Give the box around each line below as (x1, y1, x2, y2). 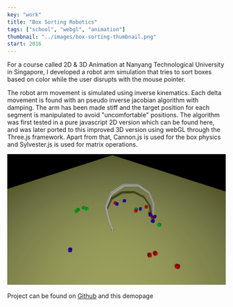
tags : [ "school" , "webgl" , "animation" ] (7, 26, 126, 33)
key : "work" (7, 11, 42, 18)
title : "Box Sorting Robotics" (7, 18, 98, 26)
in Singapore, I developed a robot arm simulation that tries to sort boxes (7, 68, 212, 76)
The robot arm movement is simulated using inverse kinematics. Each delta (7, 89, 222, 97)
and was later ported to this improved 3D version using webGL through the (7, 126, 221, 134)
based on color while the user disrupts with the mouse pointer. (7, 75, 186, 83)
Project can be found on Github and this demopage (7, 292, 154, 300)
